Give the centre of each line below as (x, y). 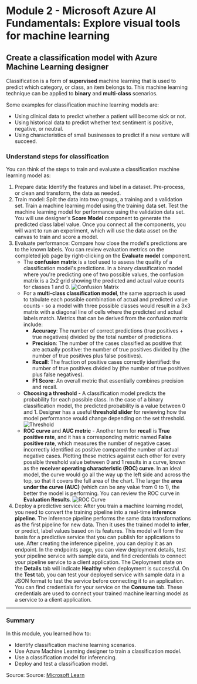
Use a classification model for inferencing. (66, 657)
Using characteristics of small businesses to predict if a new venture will (102, 135)
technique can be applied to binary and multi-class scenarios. (82, 93)
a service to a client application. (53, 600)
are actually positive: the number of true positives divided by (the (111, 350)
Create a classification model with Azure (82, 57)
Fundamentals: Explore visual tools (93, 23)
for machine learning (58, 36)
